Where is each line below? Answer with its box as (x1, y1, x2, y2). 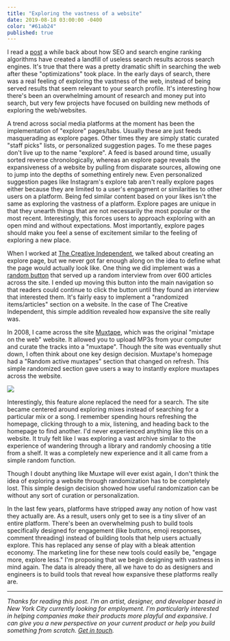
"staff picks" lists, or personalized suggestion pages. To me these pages (7, 141, 212, 149)
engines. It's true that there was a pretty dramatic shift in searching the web (7, 62, 221, 71)
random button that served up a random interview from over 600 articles (7, 271, 212, 280)
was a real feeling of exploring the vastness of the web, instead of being (7, 77, 211, 86)
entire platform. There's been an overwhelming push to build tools (7, 519, 194, 528)
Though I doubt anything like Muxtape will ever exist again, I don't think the (7, 470, 219, 478)
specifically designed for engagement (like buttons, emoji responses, (7, 527, 202, 535)
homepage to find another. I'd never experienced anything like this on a (7, 427, 209, 435)
